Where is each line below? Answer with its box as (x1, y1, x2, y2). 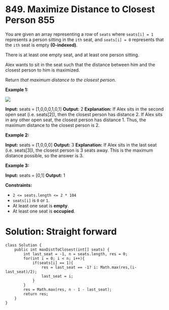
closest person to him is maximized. (5, 67, 80, 73)
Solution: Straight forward (5, 226, 117, 237)
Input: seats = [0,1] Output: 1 (5, 172, 66, 178)
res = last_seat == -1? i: (41, 265, 99, 270)
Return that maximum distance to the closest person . (5, 77, 116, 83)
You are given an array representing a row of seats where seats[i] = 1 (5, 31, 154, 37)
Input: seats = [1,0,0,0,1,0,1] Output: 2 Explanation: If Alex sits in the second (5, 106, 164, 112)
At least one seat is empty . (12, 202, 69, 209)
